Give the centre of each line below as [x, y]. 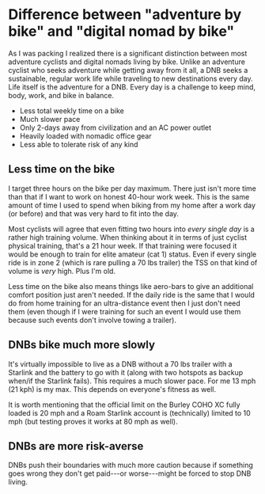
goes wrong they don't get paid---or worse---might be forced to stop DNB [130, 473]
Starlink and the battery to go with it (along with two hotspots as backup [126, 372]
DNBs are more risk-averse [76, 446]
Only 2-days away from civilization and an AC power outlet [115, 127]
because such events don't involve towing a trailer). [92, 320]
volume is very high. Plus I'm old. [62, 271]
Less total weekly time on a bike [72, 110]
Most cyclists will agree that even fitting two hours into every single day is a [131, 229]
